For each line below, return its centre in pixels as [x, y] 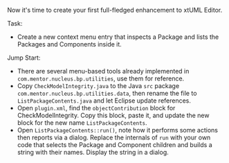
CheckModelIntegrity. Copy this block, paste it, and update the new [113, 115]
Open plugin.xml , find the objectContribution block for [96, 108]
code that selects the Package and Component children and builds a [114, 145]
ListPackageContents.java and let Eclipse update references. [104, 101]
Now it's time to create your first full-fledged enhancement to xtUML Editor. [115, 10]
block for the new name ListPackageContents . [82, 123]
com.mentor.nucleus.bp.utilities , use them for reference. [101, 78]
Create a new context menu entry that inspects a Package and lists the [118, 37]
